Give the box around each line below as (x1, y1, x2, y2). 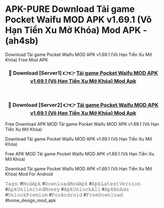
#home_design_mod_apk (5, 197, 56, 203)
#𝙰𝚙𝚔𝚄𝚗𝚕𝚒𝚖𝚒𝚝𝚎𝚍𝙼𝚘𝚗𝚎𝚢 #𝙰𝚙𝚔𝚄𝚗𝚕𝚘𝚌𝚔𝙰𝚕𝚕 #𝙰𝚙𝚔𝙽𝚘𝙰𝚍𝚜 (5, 186, 129, 192)
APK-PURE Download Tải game (5, 3, 135, 15)
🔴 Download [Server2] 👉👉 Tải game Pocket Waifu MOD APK (8, 102, 159, 109)
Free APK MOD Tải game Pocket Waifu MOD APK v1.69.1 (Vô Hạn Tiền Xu (5, 150, 155, 157)
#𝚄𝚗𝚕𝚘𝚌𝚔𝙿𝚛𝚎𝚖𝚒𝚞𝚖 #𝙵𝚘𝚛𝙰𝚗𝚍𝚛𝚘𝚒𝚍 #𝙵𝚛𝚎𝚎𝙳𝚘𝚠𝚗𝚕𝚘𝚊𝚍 (5, 192, 123, 198)
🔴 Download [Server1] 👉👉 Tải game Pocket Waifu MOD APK (8, 69, 159, 76)
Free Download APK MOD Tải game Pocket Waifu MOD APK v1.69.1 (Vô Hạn (5, 121, 160, 127)
